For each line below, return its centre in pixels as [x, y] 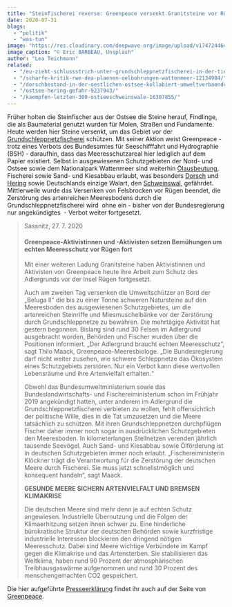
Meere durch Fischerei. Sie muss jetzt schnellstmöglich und [109, 468]
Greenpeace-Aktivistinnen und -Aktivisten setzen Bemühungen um [123, 242]
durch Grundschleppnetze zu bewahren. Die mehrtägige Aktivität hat [122, 322]
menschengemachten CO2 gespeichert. [81, 576]
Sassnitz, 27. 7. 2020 [53, 226]
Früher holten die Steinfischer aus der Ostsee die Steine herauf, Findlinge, [112, 117]
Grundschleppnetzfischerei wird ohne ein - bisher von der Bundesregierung [116, 205]
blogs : [17, 26]
